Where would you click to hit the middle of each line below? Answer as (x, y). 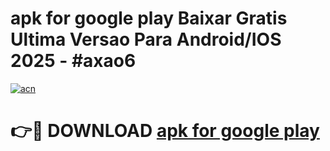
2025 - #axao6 (73, 61)
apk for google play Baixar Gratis (149, 18)
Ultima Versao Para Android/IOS (146, 39)
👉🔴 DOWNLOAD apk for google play (165, 131)
